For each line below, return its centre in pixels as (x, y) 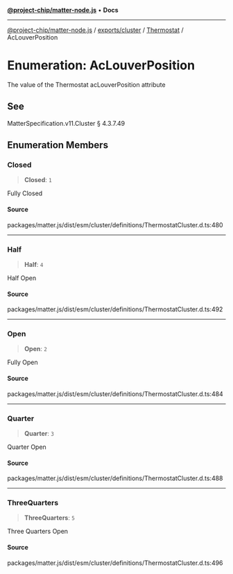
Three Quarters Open (37, 532)
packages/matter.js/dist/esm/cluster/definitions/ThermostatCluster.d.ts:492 (115, 309)
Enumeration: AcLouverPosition (101, 66)
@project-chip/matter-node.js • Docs (63, 10)
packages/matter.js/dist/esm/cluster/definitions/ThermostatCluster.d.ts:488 (115, 478)
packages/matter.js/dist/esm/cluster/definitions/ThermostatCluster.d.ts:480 (115, 224)
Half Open (22, 278)
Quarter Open (27, 447)
